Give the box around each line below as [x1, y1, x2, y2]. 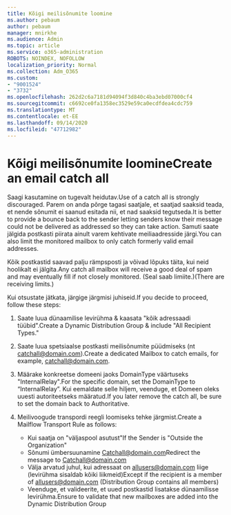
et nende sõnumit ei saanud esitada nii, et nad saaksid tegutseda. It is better [7, 208, 222, 216]
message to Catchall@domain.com [27, 456, 127, 464]
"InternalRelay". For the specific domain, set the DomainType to [17, 377, 196, 386]
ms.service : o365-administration [7, 49, 103, 56]
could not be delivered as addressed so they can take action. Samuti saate [7, 223, 219, 231]
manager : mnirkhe [7, 29, 57, 37]
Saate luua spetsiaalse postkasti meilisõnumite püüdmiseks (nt [17, 342, 195, 350]
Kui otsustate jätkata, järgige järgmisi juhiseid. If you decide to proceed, [7, 293, 209, 301]
